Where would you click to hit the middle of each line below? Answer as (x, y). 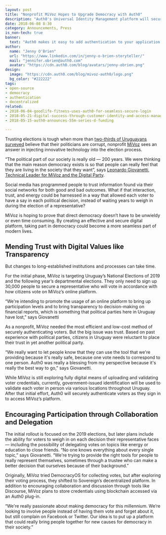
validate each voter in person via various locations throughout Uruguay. (78, 388)
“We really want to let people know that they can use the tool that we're (78, 352)
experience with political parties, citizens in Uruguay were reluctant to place (82, 337)
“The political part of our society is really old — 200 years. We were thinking (83, 159)
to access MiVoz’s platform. (33, 399)
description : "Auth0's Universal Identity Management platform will (77, 19)
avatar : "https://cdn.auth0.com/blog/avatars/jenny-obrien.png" (77, 65)
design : (13, 70)
